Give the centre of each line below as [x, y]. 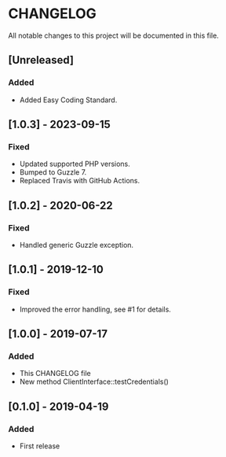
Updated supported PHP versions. [75, 164]
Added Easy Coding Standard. [68, 100]
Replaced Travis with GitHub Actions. [79, 181]
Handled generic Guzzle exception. [77, 245]
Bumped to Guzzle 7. [53, 172]
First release [40, 446]
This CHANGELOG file [55, 374]
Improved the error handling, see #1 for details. [95, 309]
